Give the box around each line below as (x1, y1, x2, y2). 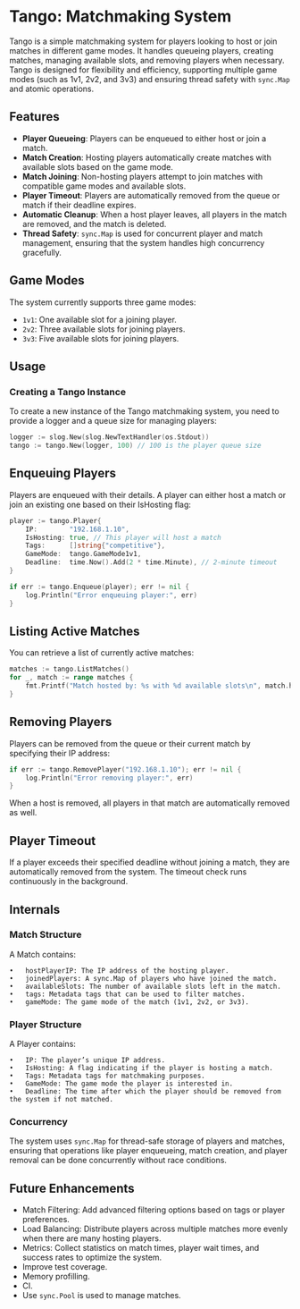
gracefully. (21, 247, 62, 258)
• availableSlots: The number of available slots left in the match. (9, 982, 281, 991)
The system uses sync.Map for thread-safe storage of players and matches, (9, 1136, 286, 1146)
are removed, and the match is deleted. (21, 218, 167, 229)
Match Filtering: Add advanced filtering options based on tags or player (21, 1204, 286, 1215)
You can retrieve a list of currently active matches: (9, 647, 195, 658)
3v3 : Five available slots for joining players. (21, 333, 179, 343)
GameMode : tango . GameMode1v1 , (25, 550, 142, 559)
